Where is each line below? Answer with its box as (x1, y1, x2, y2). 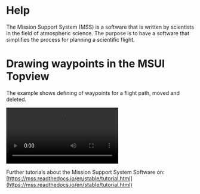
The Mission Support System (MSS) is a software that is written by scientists (6, 23, 195, 30)
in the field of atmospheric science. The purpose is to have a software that (6, 29, 190, 36)
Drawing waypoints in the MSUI (6, 57, 165, 70)
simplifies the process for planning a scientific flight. (6, 36, 136, 43)
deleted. (6, 96, 27, 103)
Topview (6, 70, 50, 84)
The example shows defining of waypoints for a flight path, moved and (6, 89, 180, 96)
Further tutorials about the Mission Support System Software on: (6, 168, 165, 175)
